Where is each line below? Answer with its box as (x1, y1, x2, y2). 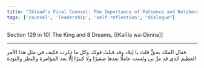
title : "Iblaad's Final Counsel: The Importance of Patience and (7, 8, 175, 15)
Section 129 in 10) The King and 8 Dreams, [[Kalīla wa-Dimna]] (7, 31, 163, 38)
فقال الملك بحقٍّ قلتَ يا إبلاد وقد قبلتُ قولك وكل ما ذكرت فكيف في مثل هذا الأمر (7, 48, 186, 55)
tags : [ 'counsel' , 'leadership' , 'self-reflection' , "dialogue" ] (7, 14, 175, 20)
